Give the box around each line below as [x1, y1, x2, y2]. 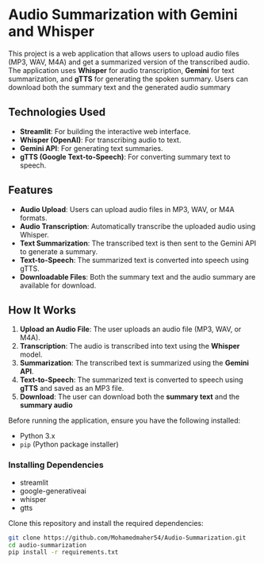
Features [8, 183, 53, 197]
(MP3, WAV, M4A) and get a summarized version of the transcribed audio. [8, 57, 250, 67]
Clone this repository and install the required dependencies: [8, 518, 204, 527]
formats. [19, 213, 48, 222]
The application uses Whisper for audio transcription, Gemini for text [8, 65, 235, 75]
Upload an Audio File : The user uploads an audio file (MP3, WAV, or [19, 324, 242, 334]
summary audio [19, 400, 73, 410]
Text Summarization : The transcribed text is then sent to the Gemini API [19, 238, 257, 248]
